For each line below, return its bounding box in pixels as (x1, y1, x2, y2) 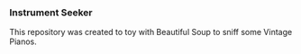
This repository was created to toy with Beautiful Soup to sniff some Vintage (9, 27, 293, 38)
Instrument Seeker (9, 6, 93, 19)
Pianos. (9, 36, 38, 47)
